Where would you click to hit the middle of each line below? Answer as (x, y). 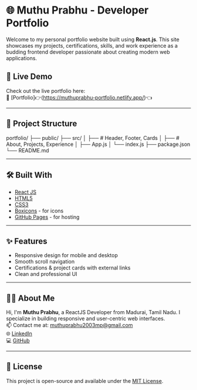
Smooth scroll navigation (45, 262)
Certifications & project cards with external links (72, 268)
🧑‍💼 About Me (30, 298)
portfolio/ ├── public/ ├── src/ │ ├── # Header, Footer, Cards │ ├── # (93, 138)
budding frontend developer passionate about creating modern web (88, 52)
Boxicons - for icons (39, 211)
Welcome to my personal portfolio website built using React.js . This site (93, 39)
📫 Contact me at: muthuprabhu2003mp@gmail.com (69, 325)
